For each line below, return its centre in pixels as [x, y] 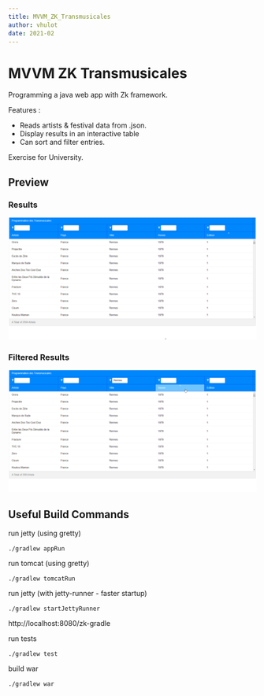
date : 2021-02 [32, 33]
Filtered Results [39, 357]
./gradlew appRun [37, 549]
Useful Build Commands [69, 515]
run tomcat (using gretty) [49, 564]
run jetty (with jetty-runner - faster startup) [78, 594]
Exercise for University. [46, 157]
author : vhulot [33, 25]
